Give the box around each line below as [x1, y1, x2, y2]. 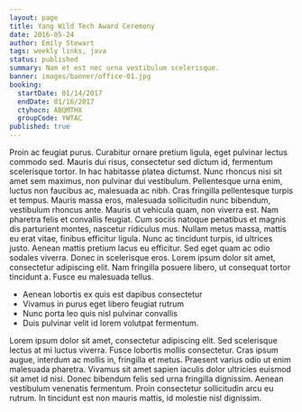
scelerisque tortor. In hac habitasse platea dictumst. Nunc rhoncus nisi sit [9, 166, 282, 177]
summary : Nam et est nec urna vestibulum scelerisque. [9, 64, 220, 73]
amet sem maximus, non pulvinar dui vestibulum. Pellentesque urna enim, [9, 176, 283, 186]
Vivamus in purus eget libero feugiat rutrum [22, 298, 185, 309]
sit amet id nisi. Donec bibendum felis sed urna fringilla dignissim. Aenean [9, 373, 284, 384]
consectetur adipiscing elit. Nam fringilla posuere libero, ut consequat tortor [9, 262, 291, 272]
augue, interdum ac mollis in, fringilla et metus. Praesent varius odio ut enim [9, 354, 291, 365]
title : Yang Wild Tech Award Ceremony [9, 22, 155, 31]
